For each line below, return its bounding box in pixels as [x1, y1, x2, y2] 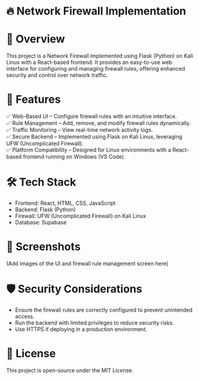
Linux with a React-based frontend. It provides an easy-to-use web [6, 59, 173, 66]
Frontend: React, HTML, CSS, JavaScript [14, 199, 116, 207]
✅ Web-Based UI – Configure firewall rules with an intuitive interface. [6, 113, 177, 120]
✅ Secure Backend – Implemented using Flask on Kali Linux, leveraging [6, 133, 183, 140]
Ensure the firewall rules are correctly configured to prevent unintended [14, 306, 193, 314]
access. [14, 312, 35, 320]
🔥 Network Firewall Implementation [6, 4, 186, 18]
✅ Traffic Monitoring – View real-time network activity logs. [6, 126, 153, 134]
